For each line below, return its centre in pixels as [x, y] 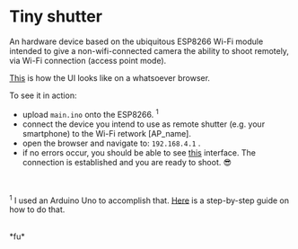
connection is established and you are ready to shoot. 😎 [127, 162]
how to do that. [37, 209]
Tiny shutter [56, 17]
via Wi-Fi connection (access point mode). [88, 60]
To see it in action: [43, 95]
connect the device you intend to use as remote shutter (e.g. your [144, 124]
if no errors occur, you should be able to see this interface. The [139, 152]
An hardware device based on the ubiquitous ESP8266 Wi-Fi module [136, 41]
